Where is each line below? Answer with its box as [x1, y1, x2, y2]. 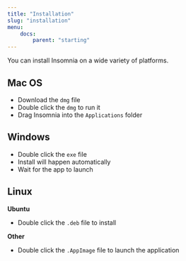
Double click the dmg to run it [17, 103, 100, 111]
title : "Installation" [7, 10, 74, 18]
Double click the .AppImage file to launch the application [17, 245, 180, 254]
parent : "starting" [33, 37, 91, 44]
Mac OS [7, 77, 43, 89]
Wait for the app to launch [17, 165, 93, 174]
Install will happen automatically [17, 157, 111, 166]
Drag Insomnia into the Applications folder [17, 111, 143, 119]
